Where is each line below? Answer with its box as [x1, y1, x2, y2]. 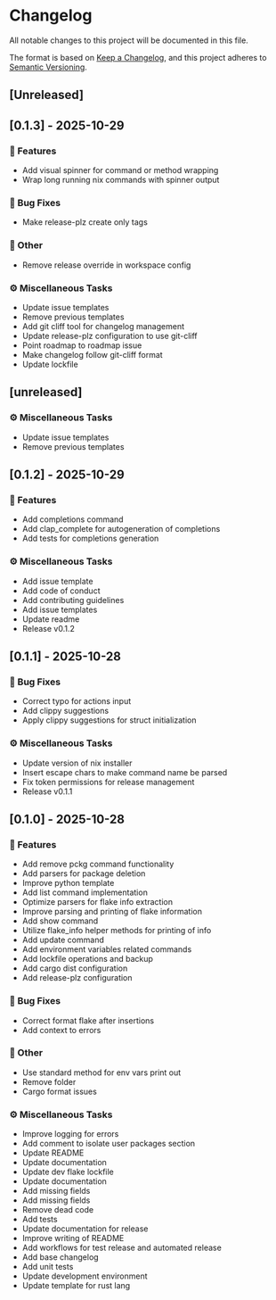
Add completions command [21, 514, 124, 525]
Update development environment [21, 1271, 149, 1281]
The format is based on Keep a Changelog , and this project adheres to [9, 52, 267, 62]
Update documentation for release [21, 1223, 149, 1234]
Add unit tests [21, 1262, 74, 1272]
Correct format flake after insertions [21, 1014, 154, 1026]
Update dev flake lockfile [21, 1166, 114, 1178]
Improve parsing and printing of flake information [21, 907, 203, 917]
